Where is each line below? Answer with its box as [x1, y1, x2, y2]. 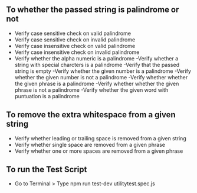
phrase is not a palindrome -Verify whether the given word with [14, 86, 169, 94]
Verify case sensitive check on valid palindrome [14, 30, 132, 37]
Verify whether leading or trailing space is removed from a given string [14, 134, 187, 141]
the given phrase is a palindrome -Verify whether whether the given [14, 80, 179, 87]
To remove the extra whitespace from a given [6, 110, 176, 120]
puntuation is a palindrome [14, 92, 80, 99]
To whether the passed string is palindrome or [6, 5, 179, 15]
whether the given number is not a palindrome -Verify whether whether [14, 73, 188, 81]
